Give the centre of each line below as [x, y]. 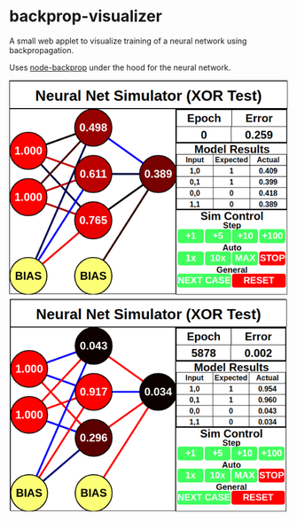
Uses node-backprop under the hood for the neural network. [120, 67]
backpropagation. [41, 50]
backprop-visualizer [86, 16]
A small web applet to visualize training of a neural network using [128, 41]
